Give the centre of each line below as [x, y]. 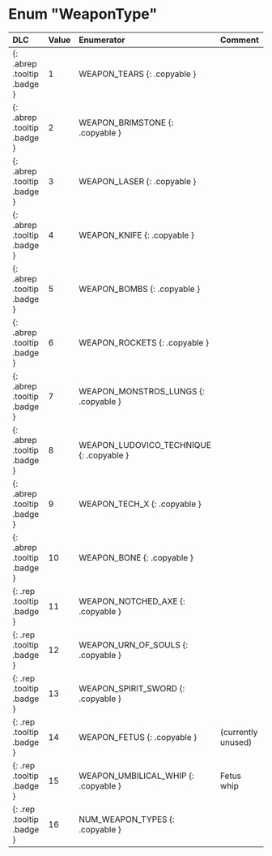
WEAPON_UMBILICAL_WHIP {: [136, 776]
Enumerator [102, 40]
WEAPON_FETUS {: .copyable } [138, 737]
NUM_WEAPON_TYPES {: [127, 819]
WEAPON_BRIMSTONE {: [126, 123]
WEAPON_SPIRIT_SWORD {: [132, 688]
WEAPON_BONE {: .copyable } [136, 557]
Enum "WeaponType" [83, 14]
